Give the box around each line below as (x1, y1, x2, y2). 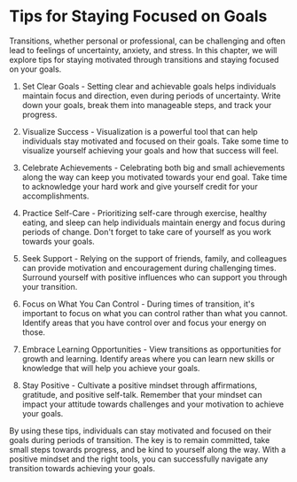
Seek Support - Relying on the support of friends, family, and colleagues (21, 253, 287, 263)
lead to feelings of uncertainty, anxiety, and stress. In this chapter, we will (9, 44, 277, 55)
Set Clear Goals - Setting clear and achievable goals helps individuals (21, 81, 277, 91)
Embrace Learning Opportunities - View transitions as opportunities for (21, 344, 282, 354)
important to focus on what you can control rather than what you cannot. (21, 307, 288, 318)
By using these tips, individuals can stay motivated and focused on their (9, 425, 272, 436)
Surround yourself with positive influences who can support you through (21, 272, 288, 283)
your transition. (21, 281, 78, 292)
